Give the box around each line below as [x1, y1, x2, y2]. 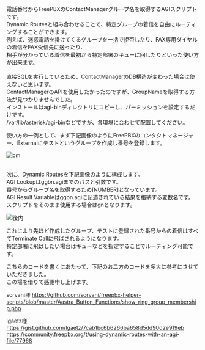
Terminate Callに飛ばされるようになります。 [11, 235, 123, 242]
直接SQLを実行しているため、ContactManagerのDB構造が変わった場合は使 [6, 73, 196, 80]
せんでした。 [43, 96, 76, 103]
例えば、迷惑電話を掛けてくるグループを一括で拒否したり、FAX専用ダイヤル [6, 36, 198, 43]
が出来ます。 [6, 59, 39, 66]
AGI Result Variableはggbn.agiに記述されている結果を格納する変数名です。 [6, 194, 194, 200]
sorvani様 [6, 291, 31, 298]
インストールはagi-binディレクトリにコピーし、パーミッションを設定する [6, 103, 190, 111]
